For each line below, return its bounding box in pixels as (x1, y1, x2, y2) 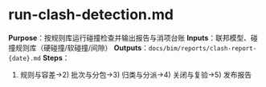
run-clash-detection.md (8, 6, 174, 24)
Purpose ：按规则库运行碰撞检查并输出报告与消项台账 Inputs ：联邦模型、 (8, 33, 252, 42)
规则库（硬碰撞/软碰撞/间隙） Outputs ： (14, 42, 149, 53)
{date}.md (8, 54, 42, 62)
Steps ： (43, 53, 70, 62)
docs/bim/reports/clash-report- (148, 44, 257, 53)
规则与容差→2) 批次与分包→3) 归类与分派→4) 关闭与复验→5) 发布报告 (19, 69, 252, 79)
